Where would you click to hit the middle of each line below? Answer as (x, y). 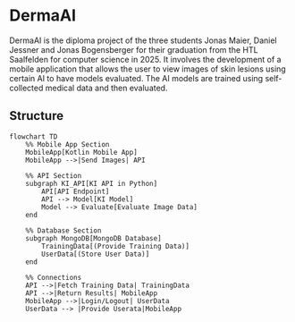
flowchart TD (34, 136)
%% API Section (54, 175)
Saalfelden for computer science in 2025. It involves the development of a (145, 59)
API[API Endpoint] (76, 191)
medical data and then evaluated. (106, 88)
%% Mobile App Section (67, 144)
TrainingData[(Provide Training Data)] (116, 246)
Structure (37, 116)
